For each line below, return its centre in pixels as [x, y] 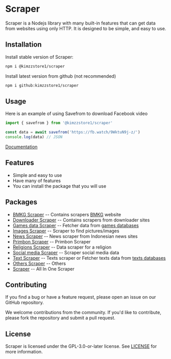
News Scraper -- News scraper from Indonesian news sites [75, 236]
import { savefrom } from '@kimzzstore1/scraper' [59, 123]
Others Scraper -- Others [39, 263]
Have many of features [37, 181]
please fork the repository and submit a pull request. [60, 318]
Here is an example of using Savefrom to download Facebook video [77, 114]
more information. [24, 352]
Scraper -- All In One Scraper [44, 268]
